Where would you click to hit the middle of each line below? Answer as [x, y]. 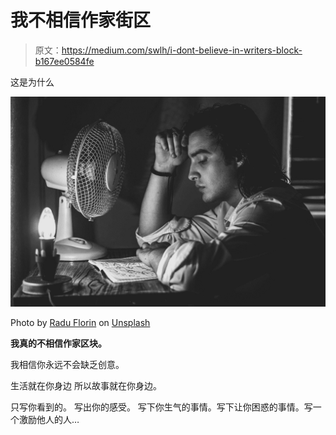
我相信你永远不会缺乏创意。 [67, 364]
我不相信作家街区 [81, 20]
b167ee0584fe [64, 61]
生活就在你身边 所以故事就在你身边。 [86, 385]
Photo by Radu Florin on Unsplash [80, 322]
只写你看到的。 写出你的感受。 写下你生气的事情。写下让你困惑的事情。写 [161, 407]
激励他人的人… [49, 419]
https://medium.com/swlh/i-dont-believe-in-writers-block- [182, 50]
